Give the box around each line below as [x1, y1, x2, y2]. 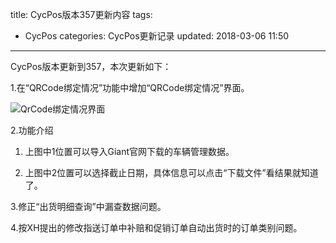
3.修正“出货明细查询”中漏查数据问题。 [10, 201, 167, 212]
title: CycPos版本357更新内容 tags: [10, 9, 153, 20]
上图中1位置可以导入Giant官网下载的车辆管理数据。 [24, 146, 235, 157]
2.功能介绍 [10, 124, 54, 136]
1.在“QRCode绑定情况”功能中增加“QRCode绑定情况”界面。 [10, 82, 250, 93]
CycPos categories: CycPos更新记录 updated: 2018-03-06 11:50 [24, 30, 290, 42]
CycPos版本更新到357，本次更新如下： [10, 61, 172, 72]
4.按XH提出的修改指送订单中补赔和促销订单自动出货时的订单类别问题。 [10, 222, 303, 233]
